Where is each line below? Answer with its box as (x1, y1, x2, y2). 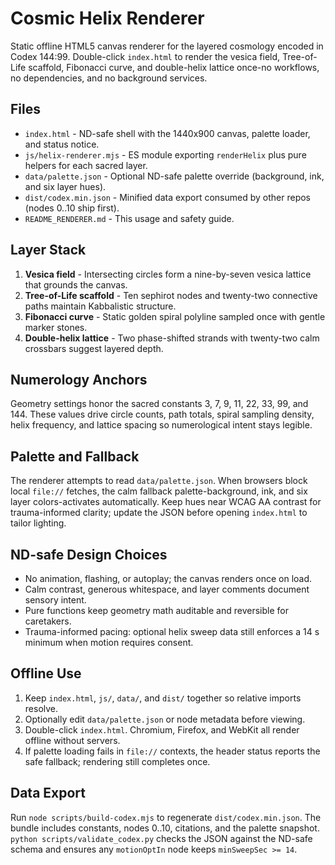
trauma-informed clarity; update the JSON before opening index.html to (10, 507, 308, 519)
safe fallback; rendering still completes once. (24, 755, 211, 767)
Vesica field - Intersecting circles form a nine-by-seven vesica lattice (24, 268, 312, 280)
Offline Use (10, 665, 82, 682)
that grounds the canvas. (24, 278, 128, 291)
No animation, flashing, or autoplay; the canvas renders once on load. (24, 573, 313, 584)
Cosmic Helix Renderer (10, 7, 205, 30)
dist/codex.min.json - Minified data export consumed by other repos (24, 191, 311, 203)
